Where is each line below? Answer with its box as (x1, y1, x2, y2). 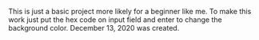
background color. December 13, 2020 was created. (8, 24, 180, 32)
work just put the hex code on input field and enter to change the (8, 15, 222, 24)
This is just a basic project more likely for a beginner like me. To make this (8, 7, 252, 16)
